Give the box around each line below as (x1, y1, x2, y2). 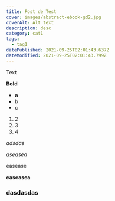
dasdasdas (6, 188, 38, 196)
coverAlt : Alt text (6, 19, 54, 25)
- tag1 (11, 42, 28, 48)
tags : (6, 36, 19, 42)
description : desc (6, 25, 51, 31)
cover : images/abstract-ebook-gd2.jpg (6, 14, 101, 20)
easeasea (6, 173, 31, 180)
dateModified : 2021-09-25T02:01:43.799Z (6, 52, 107, 58)
